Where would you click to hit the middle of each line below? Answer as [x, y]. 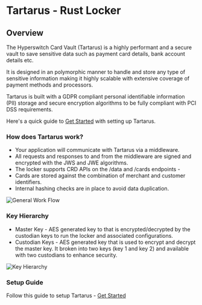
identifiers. [28, 182]
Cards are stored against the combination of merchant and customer [100, 175]
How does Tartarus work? [45, 137]
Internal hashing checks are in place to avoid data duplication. [92, 189]
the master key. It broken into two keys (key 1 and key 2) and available [102, 248]
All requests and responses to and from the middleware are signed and [103, 156]
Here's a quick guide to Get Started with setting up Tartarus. [81, 121]
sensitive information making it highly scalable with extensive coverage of [98, 78]
